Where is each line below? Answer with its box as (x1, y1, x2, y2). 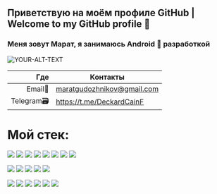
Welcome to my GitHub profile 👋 (7, 18, 151, 30)
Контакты (89, 72, 125, 82)
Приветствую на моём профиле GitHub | (7, 7, 195, 19)
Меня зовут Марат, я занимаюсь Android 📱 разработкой (7, 40, 210, 49)
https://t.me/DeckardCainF (56, 97, 144, 107)
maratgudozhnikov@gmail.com (56, 84, 159, 94)
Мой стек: (7, 126, 69, 143)
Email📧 (26, 84, 49, 94)
